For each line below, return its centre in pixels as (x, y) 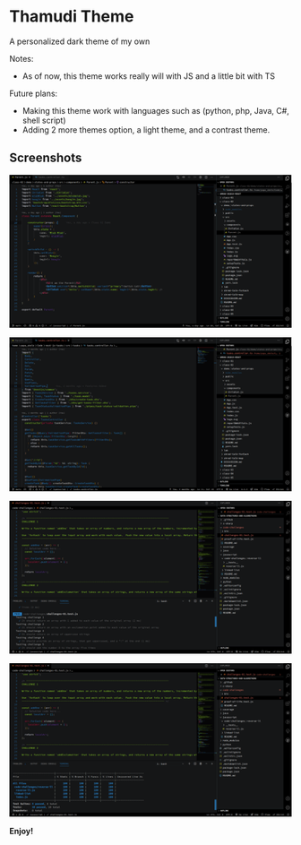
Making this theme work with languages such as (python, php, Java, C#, (155, 110)
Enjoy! (21, 831)
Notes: (21, 58)
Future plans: (34, 93)
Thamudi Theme (72, 17)
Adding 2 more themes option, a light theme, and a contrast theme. (146, 129)
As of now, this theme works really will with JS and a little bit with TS (149, 76)
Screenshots (46, 158)
